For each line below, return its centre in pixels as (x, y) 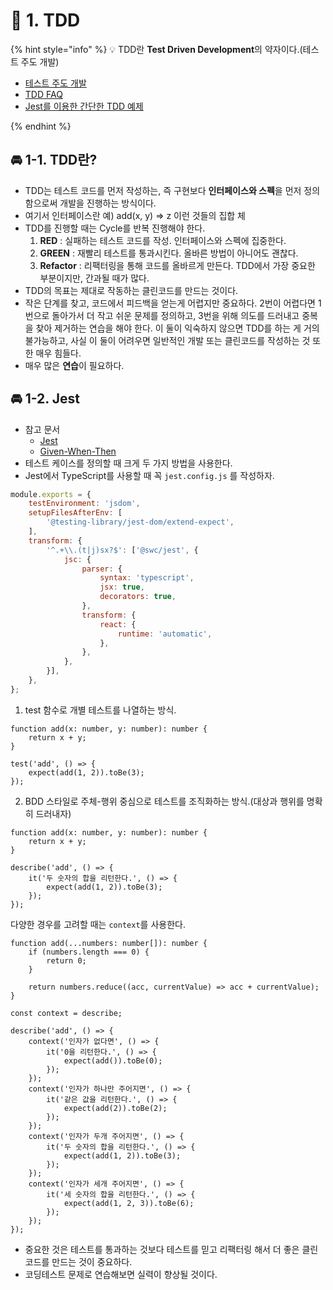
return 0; (66, 960)
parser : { (102, 569)
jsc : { (77, 559)
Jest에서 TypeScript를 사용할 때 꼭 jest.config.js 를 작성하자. (149, 475)
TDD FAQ (43, 94)
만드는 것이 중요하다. (92, 1261)
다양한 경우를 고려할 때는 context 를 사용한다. (98, 924)
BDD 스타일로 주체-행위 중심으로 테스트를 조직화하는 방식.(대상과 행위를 (164, 801)
